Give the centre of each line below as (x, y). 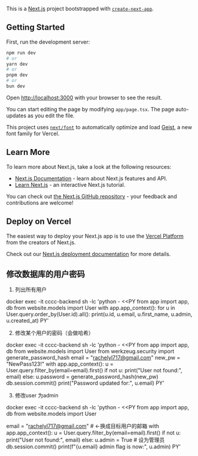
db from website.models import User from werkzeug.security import (90, 351)
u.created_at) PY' (28, 321)
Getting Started (36, 27)
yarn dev (17, 64)
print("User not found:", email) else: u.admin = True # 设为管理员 (86, 440)
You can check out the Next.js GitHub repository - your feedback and (92, 196)
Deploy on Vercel (39, 222)
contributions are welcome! (40, 202)
